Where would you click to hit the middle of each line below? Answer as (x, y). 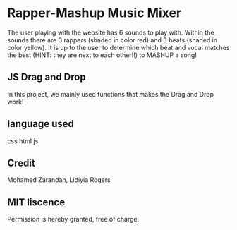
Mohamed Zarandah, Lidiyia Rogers (59, 180)
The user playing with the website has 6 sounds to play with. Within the (111, 32)
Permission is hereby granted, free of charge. (73, 219)
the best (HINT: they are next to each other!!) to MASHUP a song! (102, 55)
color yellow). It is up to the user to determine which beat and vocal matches (119, 47)
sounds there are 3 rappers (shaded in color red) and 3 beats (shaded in (112, 40)
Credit (21, 163)
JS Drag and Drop (47, 77)
